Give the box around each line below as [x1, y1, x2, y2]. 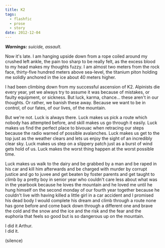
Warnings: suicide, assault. [5, 44, 62, 49]
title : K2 [5, 7, 26, 12]
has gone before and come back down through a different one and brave [5, 203, 153, 208]
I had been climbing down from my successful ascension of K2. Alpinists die [5, 84, 160, 89]
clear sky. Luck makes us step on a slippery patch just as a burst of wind [5, 141, 153, 146]
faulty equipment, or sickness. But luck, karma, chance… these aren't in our [5, 94, 159, 100]
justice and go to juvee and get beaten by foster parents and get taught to [5, 171, 155, 177]
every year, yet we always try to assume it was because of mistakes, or [5, 89, 150, 95]
